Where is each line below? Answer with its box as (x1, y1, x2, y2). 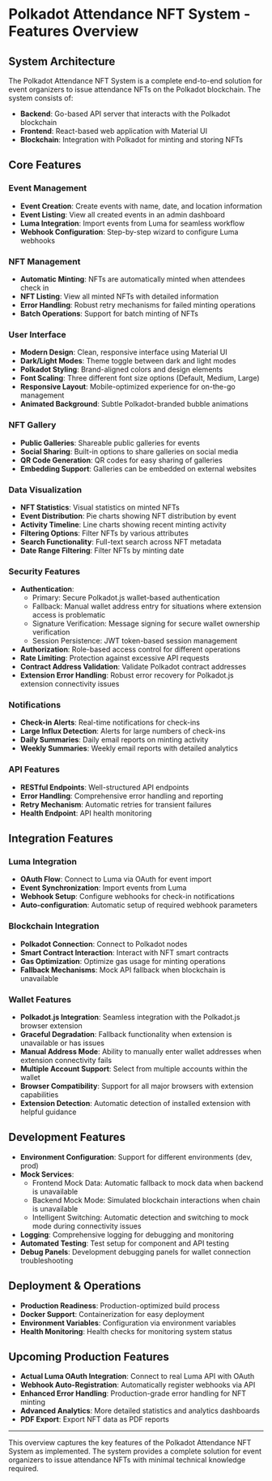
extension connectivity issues (19, 679, 120, 689)
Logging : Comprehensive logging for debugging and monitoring (19, 1229, 235, 1239)
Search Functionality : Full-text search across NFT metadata (19, 536, 222, 546)
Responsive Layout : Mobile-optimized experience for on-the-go (19, 382, 236, 392)
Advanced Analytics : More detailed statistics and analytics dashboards (19, 1406, 261, 1416)
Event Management (8, 183, 87, 194)
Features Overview (8, 22, 139, 41)
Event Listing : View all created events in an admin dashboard (19, 209, 225, 219)
